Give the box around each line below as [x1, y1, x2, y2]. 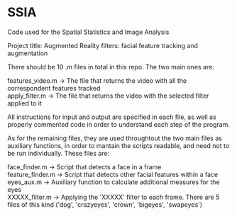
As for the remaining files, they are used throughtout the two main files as [7, 134, 222, 142]
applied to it [7, 98, 43, 107]
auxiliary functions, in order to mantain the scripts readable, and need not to [7, 141, 230, 149]
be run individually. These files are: [7, 149, 110, 157]
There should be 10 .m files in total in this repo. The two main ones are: [7, 62, 214, 71]
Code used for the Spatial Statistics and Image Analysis [7, 28, 170, 36]
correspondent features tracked [7, 84, 101, 92]
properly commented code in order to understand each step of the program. [7, 120, 231, 128]
